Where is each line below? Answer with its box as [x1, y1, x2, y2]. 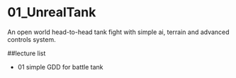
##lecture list [7, 49, 46, 57]
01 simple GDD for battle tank [17, 62, 104, 71]
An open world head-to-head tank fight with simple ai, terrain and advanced [7, 28, 230, 36]
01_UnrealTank [7, 4, 96, 21]
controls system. [7, 35, 56, 43]
